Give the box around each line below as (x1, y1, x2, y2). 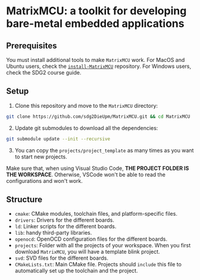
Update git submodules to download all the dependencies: (14, 124, 158, 132)
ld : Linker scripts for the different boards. (14, 223, 117, 230)
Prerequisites (6, 41, 57, 51)
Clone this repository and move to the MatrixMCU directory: (14, 102, 158, 109)
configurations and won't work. (6, 177, 83, 184)
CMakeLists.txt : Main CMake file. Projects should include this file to (14, 261, 182, 268)
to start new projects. (14, 153, 67, 160)
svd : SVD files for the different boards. (14, 254, 109, 262)
